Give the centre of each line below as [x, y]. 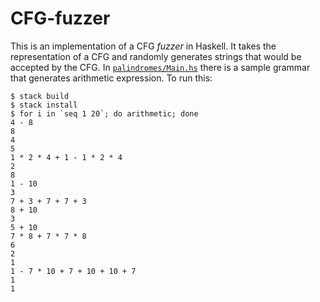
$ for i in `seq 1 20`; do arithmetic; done [104, 113]
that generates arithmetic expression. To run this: [111, 78]
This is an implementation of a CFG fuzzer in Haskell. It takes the [143, 46]
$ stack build [40, 96]
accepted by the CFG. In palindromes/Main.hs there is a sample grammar [160, 67]
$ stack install [44, 105]
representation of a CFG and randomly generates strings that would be [156, 56]
